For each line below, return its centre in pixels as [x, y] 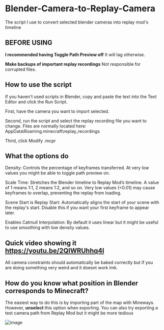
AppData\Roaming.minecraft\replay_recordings [53, 131]
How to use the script [39, 85]
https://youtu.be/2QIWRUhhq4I [55, 251]
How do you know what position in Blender [72, 283]
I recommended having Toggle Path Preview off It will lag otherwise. [75, 54]
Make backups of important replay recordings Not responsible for [73, 64]
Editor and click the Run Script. [36, 102]
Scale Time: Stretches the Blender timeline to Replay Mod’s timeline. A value [82, 182]
